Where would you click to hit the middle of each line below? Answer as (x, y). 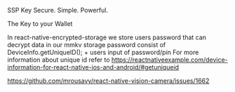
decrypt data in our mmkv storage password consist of (87, 45)
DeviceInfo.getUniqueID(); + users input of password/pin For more (103, 52)
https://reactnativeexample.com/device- (169, 60)
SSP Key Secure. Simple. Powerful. (58, 10)
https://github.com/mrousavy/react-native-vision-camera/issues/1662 (108, 81)
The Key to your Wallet (40, 24)
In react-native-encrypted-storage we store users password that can (107, 37)
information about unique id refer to (59, 60)
